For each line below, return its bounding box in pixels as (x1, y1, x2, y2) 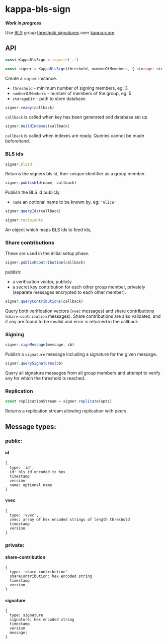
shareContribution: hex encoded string (9, 574, 92, 579)
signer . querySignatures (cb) (5, 361, 64, 366)
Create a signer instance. (5, 75, 57, 81)
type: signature (9, 613, 43, 618)
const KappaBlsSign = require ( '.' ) (5, 57, 79, 62)
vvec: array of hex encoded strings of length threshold (9, 517, 130, 522)
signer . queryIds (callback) (5, 209, 61, 214)
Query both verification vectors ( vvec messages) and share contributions (5, 308, 155, 314)
